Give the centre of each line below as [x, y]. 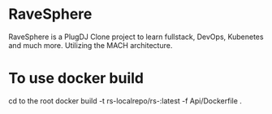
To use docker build [76, 79]
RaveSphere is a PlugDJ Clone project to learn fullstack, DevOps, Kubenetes [136, 37]
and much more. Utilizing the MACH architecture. [91, 45]
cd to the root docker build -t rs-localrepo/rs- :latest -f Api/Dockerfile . [125, 101]
